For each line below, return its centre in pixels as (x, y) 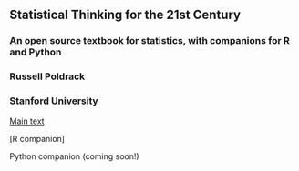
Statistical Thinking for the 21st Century (125, 15)
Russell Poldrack (47, 76)
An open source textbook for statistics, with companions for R (149, 41)
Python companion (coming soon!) (74, 156)
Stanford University (54, 101)
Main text (27, 121)
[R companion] (37, 138)
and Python (36, 52)
